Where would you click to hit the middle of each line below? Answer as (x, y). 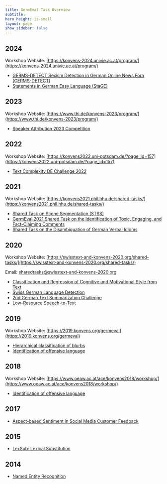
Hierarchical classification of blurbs (49, 346)
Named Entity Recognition (39, 477)
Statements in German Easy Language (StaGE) (60, 86)
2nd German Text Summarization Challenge (57, 298)
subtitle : (15, 14)
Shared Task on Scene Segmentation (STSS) (58, 214)
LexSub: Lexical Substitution (41, 449)
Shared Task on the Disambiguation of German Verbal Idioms (75, 230)
